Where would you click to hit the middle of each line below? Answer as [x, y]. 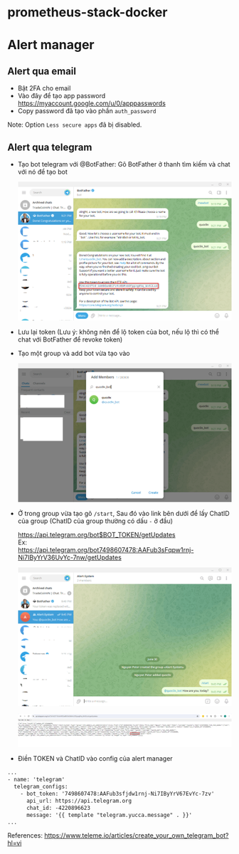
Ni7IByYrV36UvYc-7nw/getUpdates [70, 558]
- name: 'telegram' [36, 779]
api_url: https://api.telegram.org [79, 801]
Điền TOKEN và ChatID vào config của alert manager [95, 758]
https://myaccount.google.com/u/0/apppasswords [91, 103]
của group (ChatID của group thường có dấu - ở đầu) [95, 521]
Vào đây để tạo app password [61, 96]
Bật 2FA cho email [44, 88]
